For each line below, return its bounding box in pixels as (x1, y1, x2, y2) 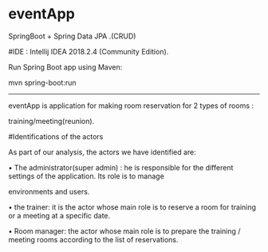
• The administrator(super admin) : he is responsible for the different (8, 162, 234, 172)
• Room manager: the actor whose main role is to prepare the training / (8, 226, 241, 236)
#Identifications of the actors (8, 131, 104, 141)
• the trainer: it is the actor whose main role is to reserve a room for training (8, 202, 257, 212)
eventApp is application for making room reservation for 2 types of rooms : (8, 101, 254, 110)
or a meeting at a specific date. (8, 210, 111, 220)
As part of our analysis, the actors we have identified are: (8, 147, 197, 157)
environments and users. (8, 186, 90, 196)
